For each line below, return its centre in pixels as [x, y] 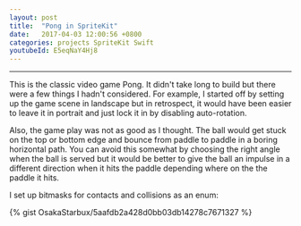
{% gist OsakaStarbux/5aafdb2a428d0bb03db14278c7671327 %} [131, 213]
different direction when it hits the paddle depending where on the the [138, 168]
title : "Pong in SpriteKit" [64, 26]
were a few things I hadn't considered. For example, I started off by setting [147, 94]
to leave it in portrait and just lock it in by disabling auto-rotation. [129, 113]
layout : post [34, 17]
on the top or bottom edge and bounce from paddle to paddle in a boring [143, 140]
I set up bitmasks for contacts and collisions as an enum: [114, 195]
